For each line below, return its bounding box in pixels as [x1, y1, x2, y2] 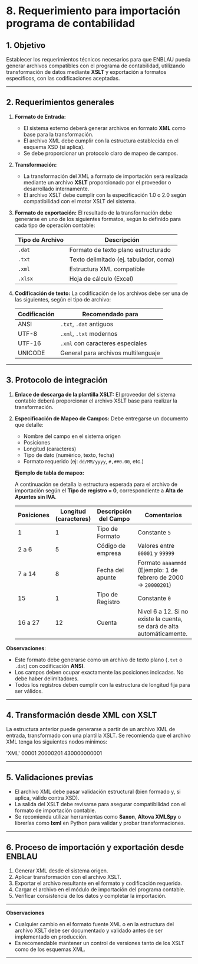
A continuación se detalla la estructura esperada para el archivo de [14, 481, 178, 488]
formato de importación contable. [14, 807, 96, 814]
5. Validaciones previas [6, 773, 94, 783]
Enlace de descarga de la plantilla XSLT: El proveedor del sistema [14, 391, 176, 398]
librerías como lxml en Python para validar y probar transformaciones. [14, 820, 186, 827]
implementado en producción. [14, 933, 88, 940]
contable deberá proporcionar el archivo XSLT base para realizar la [14, 397, 178, 404]
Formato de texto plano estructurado [69, 245, 171, 254]
